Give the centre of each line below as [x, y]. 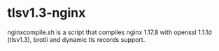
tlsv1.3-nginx [47, 13]
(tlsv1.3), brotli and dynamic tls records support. [76, 39]
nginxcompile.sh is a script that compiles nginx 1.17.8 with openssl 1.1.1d [109, 32]
